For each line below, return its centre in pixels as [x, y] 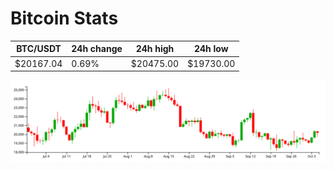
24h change [97, 49]
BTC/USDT [39, 49]
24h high [155, 49]
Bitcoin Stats [64, 18]
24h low [211, 49]
